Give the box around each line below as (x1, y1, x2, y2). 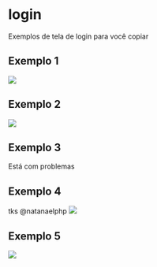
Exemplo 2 (8, 98, 62, 111)
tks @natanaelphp (8, 206, 67, 216)
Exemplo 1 (8, 54, 59, 68)
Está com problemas (8, 161, 75, 171)
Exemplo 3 (8, 140, 62, 154)
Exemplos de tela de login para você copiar (8, 32, 149, 41)
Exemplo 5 (8, 229, 62, 243)
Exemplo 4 (8, 184, 62, 198)
